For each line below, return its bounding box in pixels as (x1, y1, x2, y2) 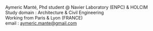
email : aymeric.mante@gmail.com (5, 20, 77, 26)
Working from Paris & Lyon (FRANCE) (5, 15, 83, 20)
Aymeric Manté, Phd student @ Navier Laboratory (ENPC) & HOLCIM (5, 4, 148, 10)
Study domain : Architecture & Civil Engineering (5, 9, 104, 15)
